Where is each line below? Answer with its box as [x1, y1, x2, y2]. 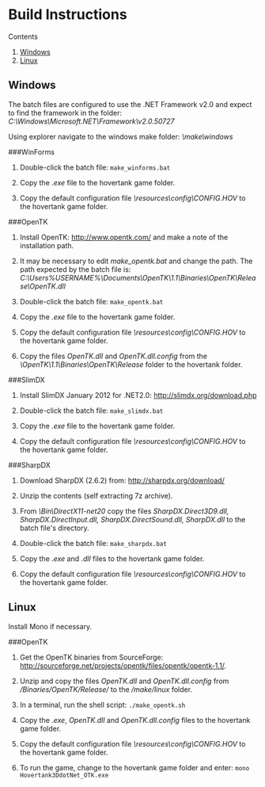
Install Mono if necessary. [8, 621, 93, 631]
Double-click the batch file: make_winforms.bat [19, 162, 171, 172]
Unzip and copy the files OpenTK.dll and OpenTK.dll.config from [19, 676, 229, 686]
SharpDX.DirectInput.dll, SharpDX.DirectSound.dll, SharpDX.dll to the [19, 514, 246, 524]
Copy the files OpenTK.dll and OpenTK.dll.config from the [19, 351, 208, 361]
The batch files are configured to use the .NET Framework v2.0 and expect [8, 99, 252, 109]
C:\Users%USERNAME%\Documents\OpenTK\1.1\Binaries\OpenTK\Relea [19, 273, 256, 282]
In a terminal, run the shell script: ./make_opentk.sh [19, 700, 186, 709]
